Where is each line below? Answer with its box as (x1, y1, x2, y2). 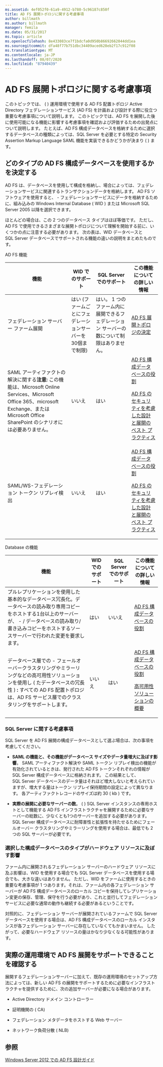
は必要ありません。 (7, 426, 51, 433)
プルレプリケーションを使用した (7, 588, 81, 595)
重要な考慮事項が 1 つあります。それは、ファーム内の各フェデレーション (5, 882, 149, 888)
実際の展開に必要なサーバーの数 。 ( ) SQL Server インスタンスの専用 (12, 801, 149, 807)
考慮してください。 (5, 743, 44, 749)
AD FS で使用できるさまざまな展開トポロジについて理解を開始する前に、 (5, 223, 150, 229)
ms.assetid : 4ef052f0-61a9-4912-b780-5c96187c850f (5, 7, 110, 12)
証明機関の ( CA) (12, 1007, 45, 1012)
